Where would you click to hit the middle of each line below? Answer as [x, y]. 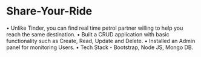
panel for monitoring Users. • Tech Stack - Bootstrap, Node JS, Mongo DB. [100, 47]
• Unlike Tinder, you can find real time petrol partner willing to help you [95, 28]
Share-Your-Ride [49, 11]
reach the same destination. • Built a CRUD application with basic [88, 34]
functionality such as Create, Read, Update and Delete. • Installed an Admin [101, 41]
